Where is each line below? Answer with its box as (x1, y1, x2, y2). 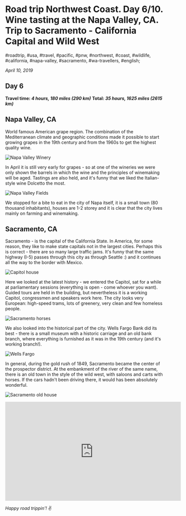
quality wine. (5, 144, 32, 150)
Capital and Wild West (5, 36, 99, 47)
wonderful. (5, 382, 28, 388)
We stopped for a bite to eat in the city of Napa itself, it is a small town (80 (5, 200, 158, 206)
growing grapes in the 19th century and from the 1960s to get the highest (5, 139, 156, 145)
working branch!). (5, 341, 42, 348)
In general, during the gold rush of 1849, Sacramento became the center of (5, 361, 160, 367)
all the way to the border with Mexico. (5, 260, 83, 266)
